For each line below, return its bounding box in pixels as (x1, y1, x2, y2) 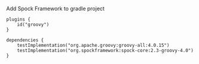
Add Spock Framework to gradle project (6, 5, 105, 12)
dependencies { (6, 37, 44, 43)
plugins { (6, 17, 31, 23)
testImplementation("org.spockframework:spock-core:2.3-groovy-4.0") (17, 47, 194, 53)
